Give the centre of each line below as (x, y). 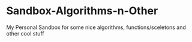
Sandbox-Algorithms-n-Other (82, 11)
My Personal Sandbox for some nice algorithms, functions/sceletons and (96, 27)
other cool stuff (25, 33)
